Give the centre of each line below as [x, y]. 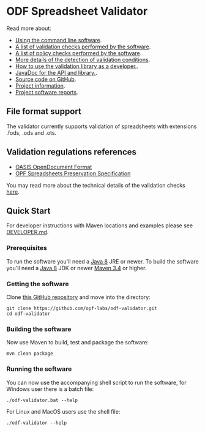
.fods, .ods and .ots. [32, 132]
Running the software [39, 369]
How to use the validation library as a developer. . [77, 66]
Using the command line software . [58, 40]
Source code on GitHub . [46, 79]
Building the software [39, 329]
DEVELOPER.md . [28, 232]
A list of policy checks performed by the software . [78, 53]
